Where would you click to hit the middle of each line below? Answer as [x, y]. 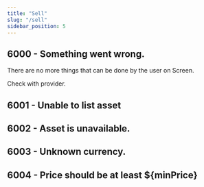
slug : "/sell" [27, 20]
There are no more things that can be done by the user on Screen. [101, 71]
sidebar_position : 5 [37, 26]
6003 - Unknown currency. [67, 152]
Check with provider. [37, 84]
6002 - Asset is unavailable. [69, 128]
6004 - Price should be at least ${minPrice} [102, 175]
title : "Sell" [27, 13]
